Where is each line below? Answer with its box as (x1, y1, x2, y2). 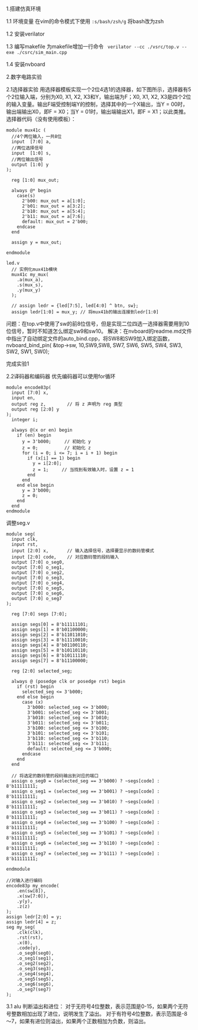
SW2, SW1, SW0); (6, 348, 50, 355)
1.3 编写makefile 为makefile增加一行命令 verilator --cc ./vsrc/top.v (6, 43, 179, 50)
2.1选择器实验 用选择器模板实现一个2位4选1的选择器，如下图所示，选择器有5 (6, 86, 191, 93)
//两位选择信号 (11, 145, 43, 151)
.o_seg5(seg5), (17, 976, 54, 982)
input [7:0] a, (11, 139, 51, 145)
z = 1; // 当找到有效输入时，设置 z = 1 (32, 467, 134, 473)
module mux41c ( (6, 127, 46, 133)
